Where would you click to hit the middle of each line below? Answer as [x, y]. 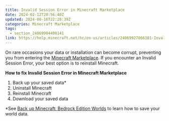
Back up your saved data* [39, 82]
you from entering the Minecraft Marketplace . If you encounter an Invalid [80, 57]
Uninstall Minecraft [32, 88]
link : [11, 38]
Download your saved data [40, 98]
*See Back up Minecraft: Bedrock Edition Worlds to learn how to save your [82, 108]
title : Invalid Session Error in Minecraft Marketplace [65, 10]
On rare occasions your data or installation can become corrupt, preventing [83, 52]
